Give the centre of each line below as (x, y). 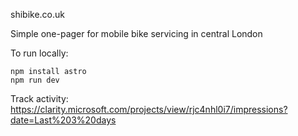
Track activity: (39, 98)
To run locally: (39, 53)
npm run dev (35, 80)
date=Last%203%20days (63, 120)
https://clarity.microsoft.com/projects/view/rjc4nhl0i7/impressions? (149, 109)
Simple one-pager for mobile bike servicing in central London (136, 33)
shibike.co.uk (37, 14)
